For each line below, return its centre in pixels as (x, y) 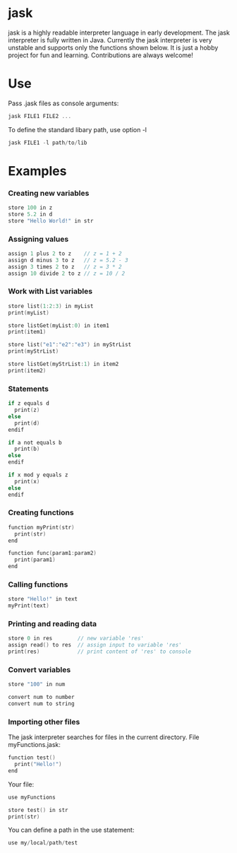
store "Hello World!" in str (51, 220)
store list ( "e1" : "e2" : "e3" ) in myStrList (70, 345)
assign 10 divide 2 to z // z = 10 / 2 (67, 273)
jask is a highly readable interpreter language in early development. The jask (119, 33)
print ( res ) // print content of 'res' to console (100, 652)
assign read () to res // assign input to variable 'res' (95, 645)
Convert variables (39, 669)
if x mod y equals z (38, 475)
